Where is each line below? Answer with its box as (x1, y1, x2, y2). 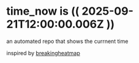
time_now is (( (6, 4, 80, 18)
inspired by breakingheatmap (6, 49, 81, 56)
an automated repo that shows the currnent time (6, 37, 129, 45)
